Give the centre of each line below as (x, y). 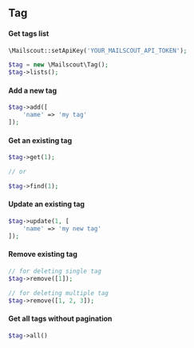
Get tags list (29, 33)
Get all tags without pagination (60, 318)
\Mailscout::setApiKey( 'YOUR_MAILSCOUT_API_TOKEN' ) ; (98, 50)
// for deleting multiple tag (59, 293)
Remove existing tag (43, 254)
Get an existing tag (40, 140)
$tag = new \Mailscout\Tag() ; (59, 65)
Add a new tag (33, 90)
